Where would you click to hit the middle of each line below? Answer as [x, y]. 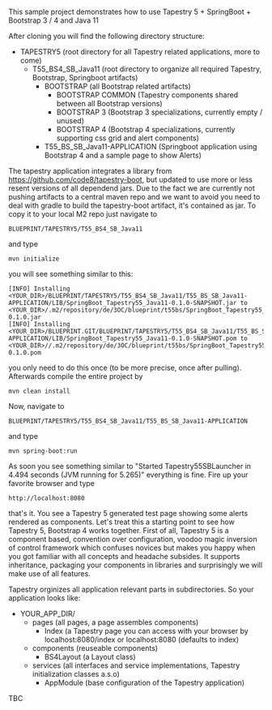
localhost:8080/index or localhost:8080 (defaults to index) [142, 639]
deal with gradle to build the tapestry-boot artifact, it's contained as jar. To [132, 205]
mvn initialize [34, 259]
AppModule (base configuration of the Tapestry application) [144, 682]
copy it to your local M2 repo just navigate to [83, 214]
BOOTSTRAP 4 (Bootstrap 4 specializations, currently [146, 129]
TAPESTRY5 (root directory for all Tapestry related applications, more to [140, 52]
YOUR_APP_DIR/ [47, 613]
